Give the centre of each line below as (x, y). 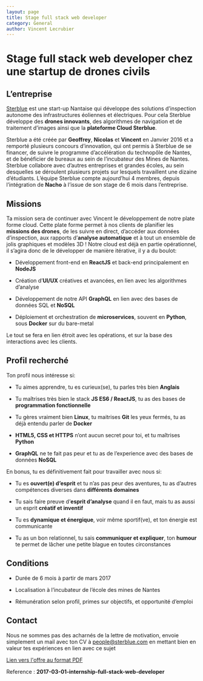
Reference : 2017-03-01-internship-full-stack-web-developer (85, 671)
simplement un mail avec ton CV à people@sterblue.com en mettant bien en (101, 642)
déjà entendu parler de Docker (54, 423)
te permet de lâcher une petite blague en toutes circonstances (93, 544)
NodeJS (25, 269)
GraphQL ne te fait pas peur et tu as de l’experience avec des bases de (104, 453)
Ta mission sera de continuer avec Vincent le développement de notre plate (101, 218)
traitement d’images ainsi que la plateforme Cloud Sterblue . (82, 128)
